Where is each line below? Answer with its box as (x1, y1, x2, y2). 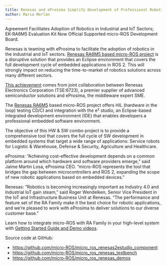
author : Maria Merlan (5, 12, 50, 17)
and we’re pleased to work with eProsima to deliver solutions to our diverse (5, 205, 159, 211)
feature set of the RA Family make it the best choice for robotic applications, (5, 199, 161, 205)
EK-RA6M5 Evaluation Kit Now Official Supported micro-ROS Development (5, 31, 158, 37)
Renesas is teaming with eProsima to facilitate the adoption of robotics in (5, 46, 155, 52)
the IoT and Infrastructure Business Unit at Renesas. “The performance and (5, 194, 160, 200)
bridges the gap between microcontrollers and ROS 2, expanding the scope (5, 169, 160, 175)
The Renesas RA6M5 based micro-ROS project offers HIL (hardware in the (5, 102, 158, 108)
